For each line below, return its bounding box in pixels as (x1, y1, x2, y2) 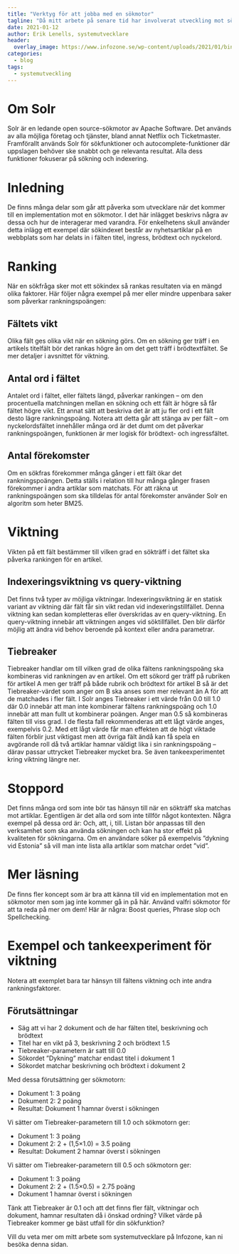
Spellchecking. (7, 913, 51, 921)
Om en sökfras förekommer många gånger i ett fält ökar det (7, 468, 182, 477)
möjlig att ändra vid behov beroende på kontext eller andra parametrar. (7, 625, 215, 633)
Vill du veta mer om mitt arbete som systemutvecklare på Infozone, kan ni (7, 1232, 223, 1240)
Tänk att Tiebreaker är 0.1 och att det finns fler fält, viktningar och (7, 1203, 199, 1212)
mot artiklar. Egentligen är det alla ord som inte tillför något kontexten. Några (7, 812, 231, 820)
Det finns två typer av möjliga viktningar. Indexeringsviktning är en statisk (7, 594, 223, 603)
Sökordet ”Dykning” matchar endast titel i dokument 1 (17, 1054, 175, 1062)
